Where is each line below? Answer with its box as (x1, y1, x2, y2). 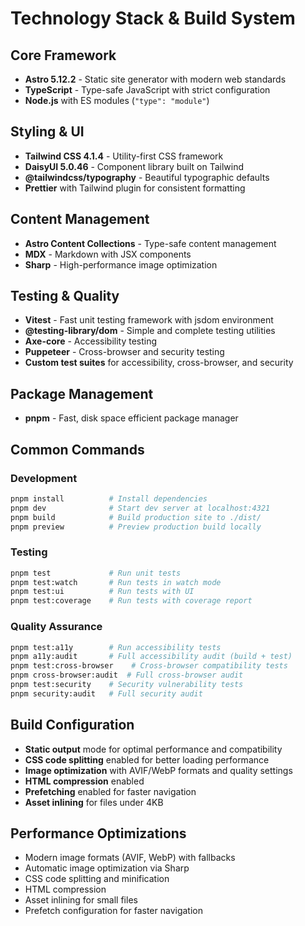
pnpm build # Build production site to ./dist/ (10, 512, 262, 522)
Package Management (10, 385, 154, 402)
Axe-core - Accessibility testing (24, 335, 158, 347)
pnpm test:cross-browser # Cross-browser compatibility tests (10, 661, 288, 671)
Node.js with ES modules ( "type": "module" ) (24, 95, 210, 106)
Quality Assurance (10, 620, 103, 634)
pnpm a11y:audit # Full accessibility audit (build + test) (10, 652, 293, 662)
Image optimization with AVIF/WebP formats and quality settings (24, 764, 293, 776)
